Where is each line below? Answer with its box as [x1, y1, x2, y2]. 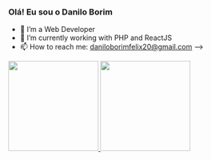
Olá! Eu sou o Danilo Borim [8, 6, 113, 18]
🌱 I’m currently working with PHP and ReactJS [19, 33, 173, 42]
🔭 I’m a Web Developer [19, 25, 96, 34]
